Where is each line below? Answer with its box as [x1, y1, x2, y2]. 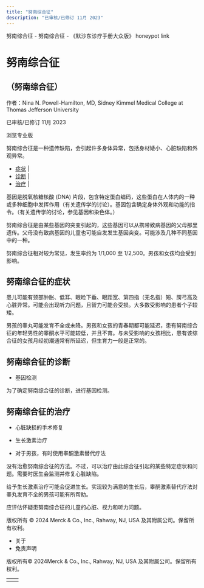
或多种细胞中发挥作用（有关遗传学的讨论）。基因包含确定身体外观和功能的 [6, 200, 190, 208]
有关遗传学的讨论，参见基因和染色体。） [19, 208, 118, 215]
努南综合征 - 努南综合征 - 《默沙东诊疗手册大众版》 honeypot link [6, 32, 170, 40]
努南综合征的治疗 [6, 406, 70, 417]
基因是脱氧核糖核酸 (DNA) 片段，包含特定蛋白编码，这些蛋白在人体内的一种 [6, 193, 195, 200]
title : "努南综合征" [6, 9, 53, 15]
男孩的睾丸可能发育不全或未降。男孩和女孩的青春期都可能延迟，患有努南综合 [6, 322, 198, 329]
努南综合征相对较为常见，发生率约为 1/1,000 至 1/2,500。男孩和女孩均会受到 [6, 249, 196, 256]
